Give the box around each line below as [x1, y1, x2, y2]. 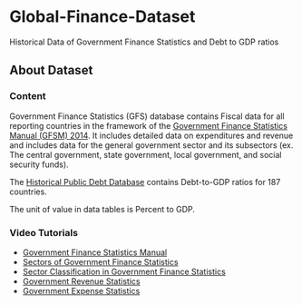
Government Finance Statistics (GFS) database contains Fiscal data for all [9, 111, 285, 122]
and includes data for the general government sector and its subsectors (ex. [9, 139, 294, 151]
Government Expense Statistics [22, 285, 141, 296]
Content [9, 90, 47, 103]
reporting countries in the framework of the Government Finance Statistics [9, 120, 288, 131]
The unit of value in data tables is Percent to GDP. [9, 203, 195, 214]
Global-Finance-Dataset [9, 6, 196, 27]
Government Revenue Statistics [22, 275, 141, 287]
